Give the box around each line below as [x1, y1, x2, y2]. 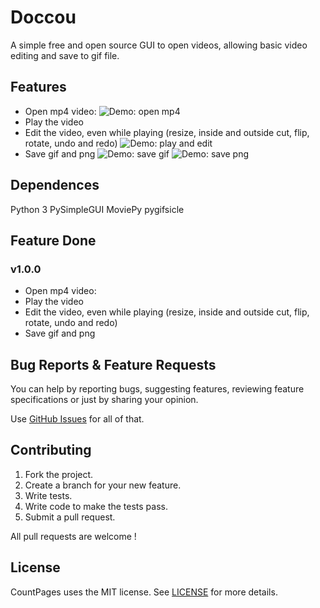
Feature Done [10, 232, 97, 249]
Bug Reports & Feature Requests [10, 356, 217, 373]
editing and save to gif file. [10, 49, 120, 61]
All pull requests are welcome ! [10, 530, 137, 542]
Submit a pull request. [24, 511, 116, 523]
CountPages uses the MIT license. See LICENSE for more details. [10, 586, 278, 598]
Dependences [10, 177, 100, 194]
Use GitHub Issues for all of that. [10, 413, 145, 425]
